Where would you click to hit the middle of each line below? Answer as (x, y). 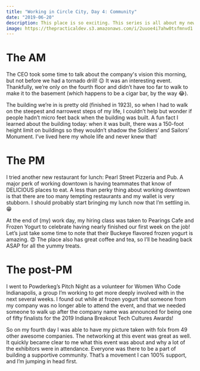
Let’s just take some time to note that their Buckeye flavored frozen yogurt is (100, 233)
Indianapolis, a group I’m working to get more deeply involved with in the (95, 293)
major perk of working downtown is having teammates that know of (89, 184)
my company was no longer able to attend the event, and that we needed (96, 305)
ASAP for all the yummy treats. (44, 246)
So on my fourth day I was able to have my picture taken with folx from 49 (97, 330)
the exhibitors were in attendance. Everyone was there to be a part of (91, 349)
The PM (26, 161)
